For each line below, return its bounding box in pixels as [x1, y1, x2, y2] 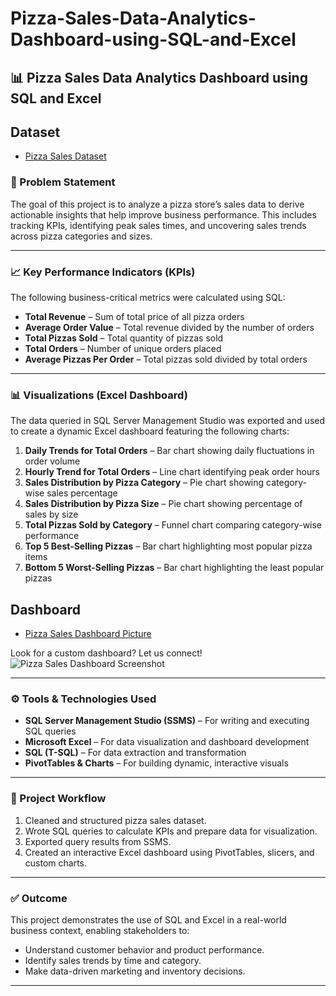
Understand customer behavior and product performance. [24, 943, 265, 956]
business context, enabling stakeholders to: [10, 924, 190, 936]
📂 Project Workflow [10, 792, 107, 806]
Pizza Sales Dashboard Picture [24, 628, 152, 640]
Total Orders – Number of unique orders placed [24, 342, 222, 354]
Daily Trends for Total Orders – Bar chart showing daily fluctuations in [24, 445, 315, 457]
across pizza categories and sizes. [10, 230, 153, 242]
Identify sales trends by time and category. [24, 954, 202, 966]
